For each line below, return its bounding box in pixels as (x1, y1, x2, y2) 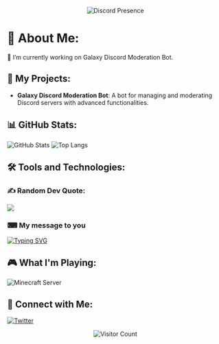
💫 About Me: (7, 31, 80, 46)
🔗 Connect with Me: (7, 298, 93, 310)
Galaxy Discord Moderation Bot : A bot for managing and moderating (16, 91, 213, 99)
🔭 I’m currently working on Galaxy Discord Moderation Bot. (7, 53, 174, 61)
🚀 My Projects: (7, 73, 71, 85)
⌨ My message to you (7, 221, 86, 230)
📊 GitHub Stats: (7, 119, 78, 131)
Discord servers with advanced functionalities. (16, 98, 149, 106)
